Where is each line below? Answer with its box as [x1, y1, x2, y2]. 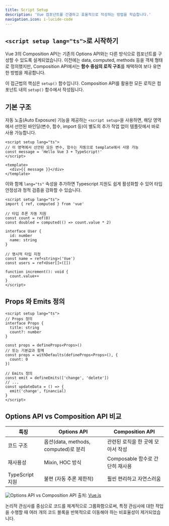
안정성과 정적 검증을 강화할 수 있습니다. [5, 187, 82, 193]
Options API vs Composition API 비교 [5, 412, 122, 421]
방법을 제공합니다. [10, 70, 46, 76]
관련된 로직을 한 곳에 [107, 438, 153, 445]
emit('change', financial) [10, 388, 66, 393]
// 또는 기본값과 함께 [5, 348, 44, 353]
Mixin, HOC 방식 [44, 459, 81, 466]
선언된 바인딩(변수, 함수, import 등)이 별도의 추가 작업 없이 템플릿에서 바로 [14, 124, 160, 129]
